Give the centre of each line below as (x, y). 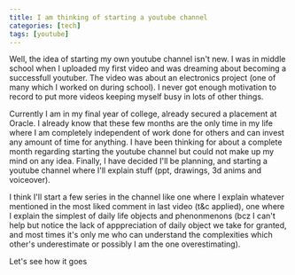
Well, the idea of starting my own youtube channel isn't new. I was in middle (147, 59)
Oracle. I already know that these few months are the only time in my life (141, 123)
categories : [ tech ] (45, 26)
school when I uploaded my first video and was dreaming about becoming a (147, 68)
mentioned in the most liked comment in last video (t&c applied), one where (147, 207)
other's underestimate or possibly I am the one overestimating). (125, 244)
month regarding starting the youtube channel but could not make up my (142, 152)
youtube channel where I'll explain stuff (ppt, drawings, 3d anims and (136, 170)
